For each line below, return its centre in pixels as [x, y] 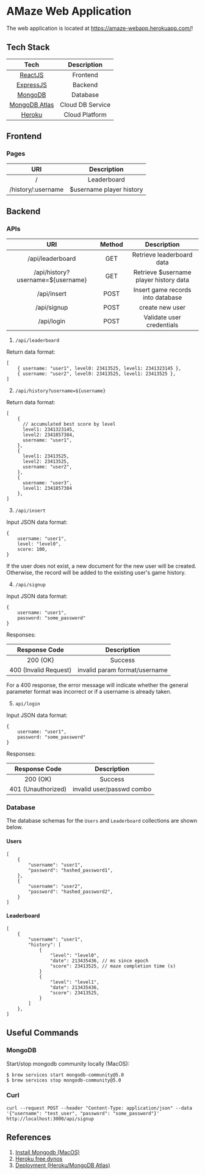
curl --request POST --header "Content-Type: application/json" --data [99, 1108]
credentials [162, 325]
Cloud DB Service [85, 104]
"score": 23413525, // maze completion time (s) [113, 966]
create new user [163, 308]
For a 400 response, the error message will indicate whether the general [97, 685]
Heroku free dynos [39, 1159]
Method [111, 244]
